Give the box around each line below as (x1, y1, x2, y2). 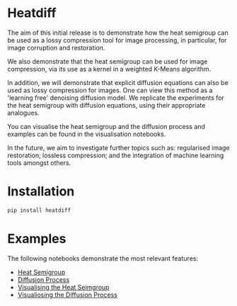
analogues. (7, 108, 40, 117)
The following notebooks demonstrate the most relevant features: (7, 254, 198, 263)
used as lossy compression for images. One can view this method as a (7, 86, 213, 94)
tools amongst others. (7, 158, 71, 167)
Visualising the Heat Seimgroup (17, 283, 110, 291)
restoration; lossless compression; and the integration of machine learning (7, 151, 224, 159)
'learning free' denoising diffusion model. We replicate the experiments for (7, 93, 224, 102)
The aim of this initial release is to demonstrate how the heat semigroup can (7, 28, 229, 37)
